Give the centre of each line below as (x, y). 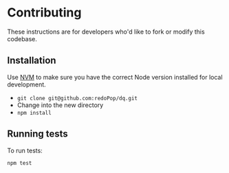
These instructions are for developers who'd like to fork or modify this (106, 32)
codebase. (22, 38)
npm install (34, 113)
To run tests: (25, 150)
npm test (20, 163)
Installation (32, 61)
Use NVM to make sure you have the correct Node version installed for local (115, 77)
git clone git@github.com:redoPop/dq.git (77, 98)
